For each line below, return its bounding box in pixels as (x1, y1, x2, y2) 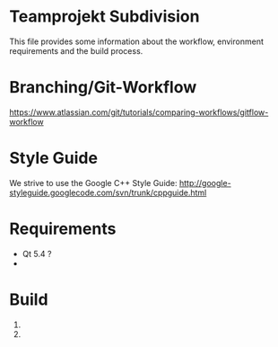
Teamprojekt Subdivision (9, 6, 200, 27)
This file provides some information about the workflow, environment (9, 36, 265, 47)
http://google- (178, 177, 231, 188)
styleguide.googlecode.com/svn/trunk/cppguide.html (9, 187, 207, 198)
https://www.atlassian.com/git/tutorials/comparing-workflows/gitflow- (9, 106, 269, 118)
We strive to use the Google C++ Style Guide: (9, 177, 178, 188)
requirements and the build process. (9, 45, 143, 56)
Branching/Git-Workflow (9, 77, 197, 98)
